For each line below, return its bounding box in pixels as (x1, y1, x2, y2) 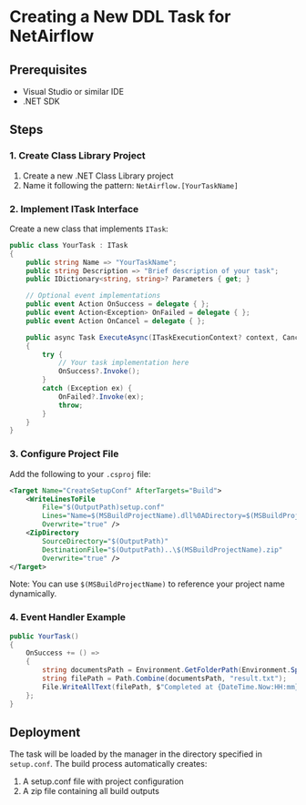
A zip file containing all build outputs (22, 786, 159, 797)
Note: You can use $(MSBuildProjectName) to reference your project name (9, 578, 285, 589)
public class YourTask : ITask (9, 240, 128, 250)
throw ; (57, 401, 84, 410)
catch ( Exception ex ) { (42, 384, 132, 393)
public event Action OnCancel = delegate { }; (25, 316, 206, 325)
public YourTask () (9, 631, 79, 641)
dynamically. (9, 588, 57, 599)
